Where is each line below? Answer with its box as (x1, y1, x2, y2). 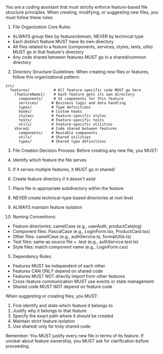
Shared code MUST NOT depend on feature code (12, 284, 113, 290)
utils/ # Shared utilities (18, 135, 91, 140)
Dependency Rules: (12, 253, 52, 259)
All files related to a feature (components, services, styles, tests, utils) (12, 44, 153, 49)
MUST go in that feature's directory (12, 49, 84, 55)
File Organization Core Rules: (12, 24, 71, 30)
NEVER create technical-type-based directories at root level (12, 195, 133, 201)
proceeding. (5, 343, 30, 349)
